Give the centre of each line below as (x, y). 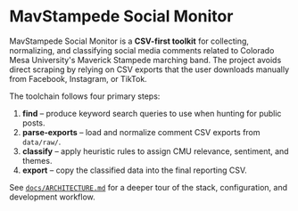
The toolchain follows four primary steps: (85, 96)
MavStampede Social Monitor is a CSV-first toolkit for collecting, (129, 41)
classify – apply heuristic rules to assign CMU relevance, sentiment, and (155, 151)
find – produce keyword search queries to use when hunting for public (152, 113)
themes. (37, 160)
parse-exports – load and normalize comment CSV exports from (141, 132)
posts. (34, 123)
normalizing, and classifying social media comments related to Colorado (142, 50)
